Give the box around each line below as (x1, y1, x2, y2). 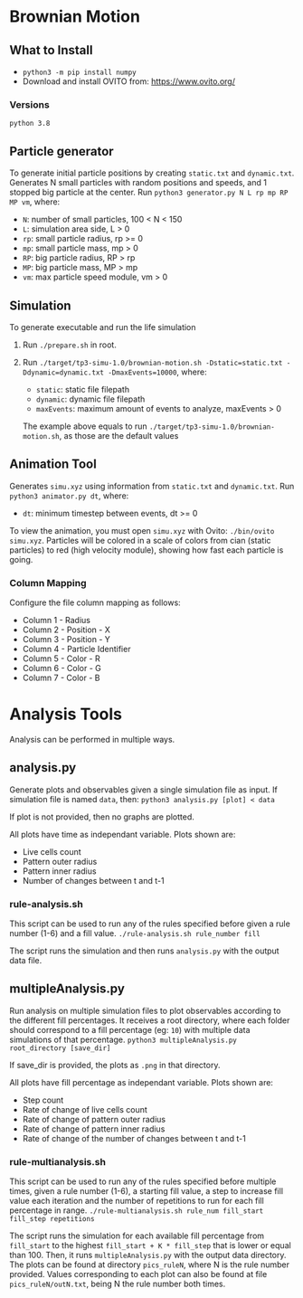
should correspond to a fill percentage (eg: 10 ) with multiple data (9, 1024, 251, 1035)
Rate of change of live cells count (22, 1104, 147, 1114)
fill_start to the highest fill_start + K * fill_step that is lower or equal (9, 1240, 291, 1251)
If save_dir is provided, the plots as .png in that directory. (9, 1059, 221, 1070)
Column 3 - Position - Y (22, 634, 111, 645)
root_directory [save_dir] (9, 1043, 111, 1053)
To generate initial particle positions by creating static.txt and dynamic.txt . (9, 167, 295, 178)
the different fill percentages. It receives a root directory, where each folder (9, 1015, 290, 1026)
